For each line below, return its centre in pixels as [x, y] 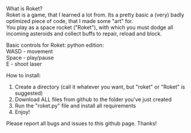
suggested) [29, 93]
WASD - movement [30, 51]
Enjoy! [22, 112]
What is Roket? [24, 9]
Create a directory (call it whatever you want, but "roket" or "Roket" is [100, 87]
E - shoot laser [24, 64]
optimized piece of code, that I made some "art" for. [70, 21]
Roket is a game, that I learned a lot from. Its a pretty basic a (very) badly [95, 15]
